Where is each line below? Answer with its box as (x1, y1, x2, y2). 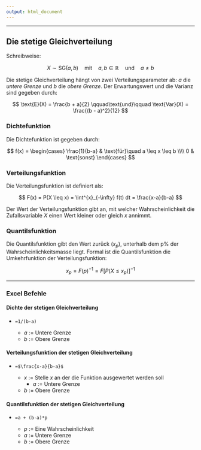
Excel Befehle (6, 289, 47, 297)
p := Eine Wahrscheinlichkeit (23, 425, 95, 433)
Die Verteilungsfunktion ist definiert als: (6, 182, 103, 189)
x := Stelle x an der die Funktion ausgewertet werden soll (23, 374, 165, 381)
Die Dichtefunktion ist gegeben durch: (6, 135, 100, 143)
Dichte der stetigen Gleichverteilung (6, 304, 99, 312)
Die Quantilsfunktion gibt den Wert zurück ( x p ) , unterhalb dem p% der (6, 240, 179, 249)
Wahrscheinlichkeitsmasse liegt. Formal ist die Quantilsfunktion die (6, 248, 171, 255)
